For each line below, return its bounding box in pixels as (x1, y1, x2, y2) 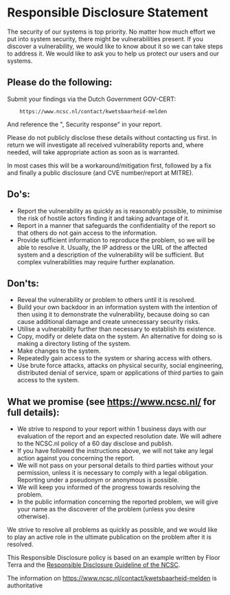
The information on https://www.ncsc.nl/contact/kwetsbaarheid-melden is (7, 574, 218, 583)
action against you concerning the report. (16, 454, 135, 463)
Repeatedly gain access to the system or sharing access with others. (16, 354, 213, 362)
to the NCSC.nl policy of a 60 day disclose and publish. (16, 439, 174, 447)
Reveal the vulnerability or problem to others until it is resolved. (16, 296, 196, 304)
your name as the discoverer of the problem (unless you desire (16, 505, 196, 513)
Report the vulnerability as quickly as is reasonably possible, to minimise (16, 207, 222, 215)
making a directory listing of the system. (16, 340, 131, 348)
